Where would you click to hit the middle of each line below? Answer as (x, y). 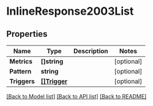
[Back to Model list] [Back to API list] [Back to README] (76, 97)
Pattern (21, 71)
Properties (27, 34)
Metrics (21, 61)
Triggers (22, 81)
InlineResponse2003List (70, 11)
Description (91, 51)
